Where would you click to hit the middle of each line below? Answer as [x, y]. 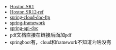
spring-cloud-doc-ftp [30, 17]
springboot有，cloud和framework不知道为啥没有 [61, 42]
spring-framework [27, 23]
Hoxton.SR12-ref [27, 12]
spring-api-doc [24, 28]
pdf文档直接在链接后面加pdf [41, 35]
